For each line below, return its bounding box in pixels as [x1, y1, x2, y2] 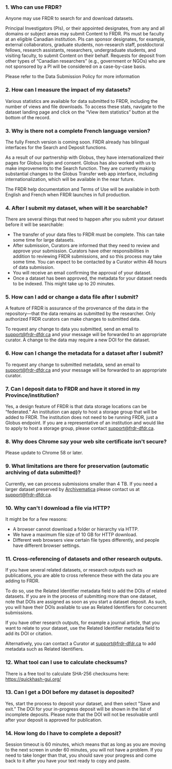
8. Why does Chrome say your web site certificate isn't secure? [5, 438, 167, 445]
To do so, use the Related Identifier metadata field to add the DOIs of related [5, 588, 167, 594]
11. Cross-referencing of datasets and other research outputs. [5, 555, 163, 562]
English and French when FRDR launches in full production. [5, 191, 131, 197]
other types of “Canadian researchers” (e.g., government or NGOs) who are [5, 58, 166, 64]
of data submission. [12, 264, 55, 270]
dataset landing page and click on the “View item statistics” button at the [5, 109, 159, 115]
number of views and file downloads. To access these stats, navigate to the [5, 103, 165, 109]
